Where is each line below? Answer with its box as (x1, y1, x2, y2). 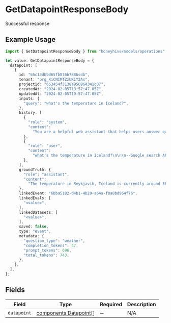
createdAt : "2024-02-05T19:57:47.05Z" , (18, 86, 103, 91)
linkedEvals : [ (18, 195, 51, 201)
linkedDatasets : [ (18, 210, 58, 215)
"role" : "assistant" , (23, 172, 70, 177)
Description (127, 301, 156, 308)
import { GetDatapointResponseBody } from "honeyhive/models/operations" (5, 48, 165, 54)
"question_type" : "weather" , (23, 238, 85, 243)
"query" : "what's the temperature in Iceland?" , (23, 101, 129, 106)
